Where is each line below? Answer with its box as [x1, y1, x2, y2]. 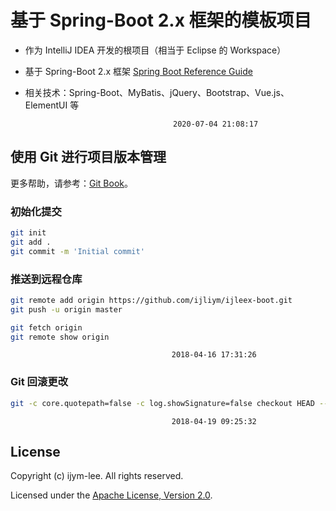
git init [10, 228, 47, 238]
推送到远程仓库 [10, 272, 83, 286]
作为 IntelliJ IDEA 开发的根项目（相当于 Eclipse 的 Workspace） [24, 44, 287, 56]
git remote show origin [10, 332, 110, 342]
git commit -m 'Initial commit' [10, 246, 145, 256]
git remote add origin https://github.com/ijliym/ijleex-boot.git [10, 295, 293, 305]
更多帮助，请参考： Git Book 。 [10, 177, 133, 189]
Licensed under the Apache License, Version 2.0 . [10, 489, 213, 501]
